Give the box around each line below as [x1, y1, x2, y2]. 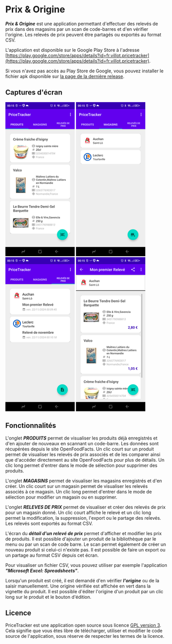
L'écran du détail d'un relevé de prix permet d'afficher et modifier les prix [5, 530, 162, 536]
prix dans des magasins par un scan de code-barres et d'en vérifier [5, 26, 148, 32]
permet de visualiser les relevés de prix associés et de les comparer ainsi [5, 451, 161, 458]
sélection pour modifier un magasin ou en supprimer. [5, 494, 118, 500]
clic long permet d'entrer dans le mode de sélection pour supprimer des [5, 462, 158, 468]
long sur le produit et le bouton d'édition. [5, 594, 91, 600]
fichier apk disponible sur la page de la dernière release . [5, 73, 125, 79]
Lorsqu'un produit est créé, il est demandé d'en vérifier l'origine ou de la [5, 577, 160, 583]
